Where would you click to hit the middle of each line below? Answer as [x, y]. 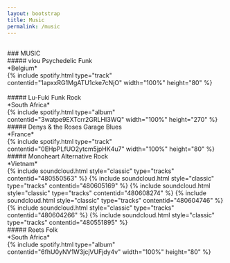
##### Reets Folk [33, 230]
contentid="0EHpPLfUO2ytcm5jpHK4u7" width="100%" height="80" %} [111, 149]
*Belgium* [23, 68]
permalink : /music [34, 26]
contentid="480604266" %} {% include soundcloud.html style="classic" [111, 215]
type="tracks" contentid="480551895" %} [68, 223]
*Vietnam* [23, 164]
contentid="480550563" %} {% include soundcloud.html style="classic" [111, 179]
